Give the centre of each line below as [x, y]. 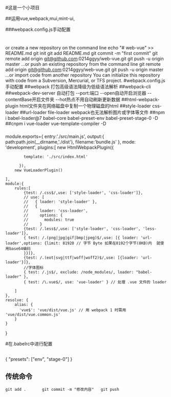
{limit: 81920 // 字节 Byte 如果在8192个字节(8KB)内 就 [102, 243]
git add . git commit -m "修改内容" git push [62, 390]
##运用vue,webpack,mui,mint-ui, [40, 19]
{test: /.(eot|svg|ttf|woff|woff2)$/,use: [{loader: [81, 258]
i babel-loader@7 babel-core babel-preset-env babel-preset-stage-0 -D [82, 118]
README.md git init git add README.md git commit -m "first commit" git [81, 53]
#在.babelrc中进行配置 [29, 344]
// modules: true [49, 220]
